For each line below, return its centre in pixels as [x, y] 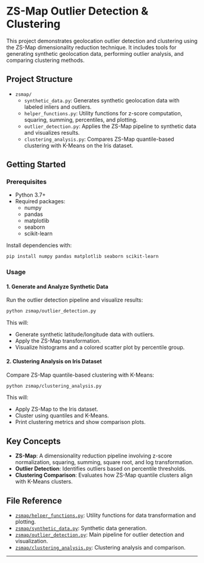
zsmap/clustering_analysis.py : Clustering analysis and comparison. [100, 548]
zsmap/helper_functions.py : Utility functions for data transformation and [105, 515]
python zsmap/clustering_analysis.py [54, 386]
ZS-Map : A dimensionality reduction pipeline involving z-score [93, 456]
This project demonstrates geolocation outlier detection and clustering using [102, 41]
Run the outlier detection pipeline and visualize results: [75, 300]
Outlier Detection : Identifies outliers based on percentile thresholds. [100, 469]
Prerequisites [26, 182]
